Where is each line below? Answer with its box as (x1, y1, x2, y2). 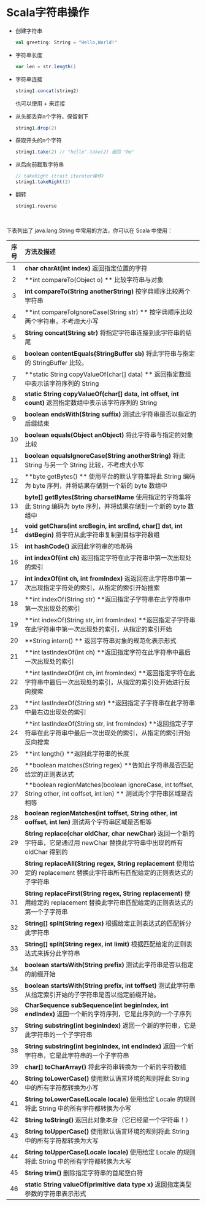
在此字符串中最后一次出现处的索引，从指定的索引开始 (37, 729, 191, 737)
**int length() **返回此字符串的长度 (25, 749, 130, 758)
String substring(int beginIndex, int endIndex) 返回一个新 (25, 1042, 194, 1051)
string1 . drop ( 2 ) (15, 125, 57, 131)
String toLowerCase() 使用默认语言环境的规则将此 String (25, 1074, 189, 1083)
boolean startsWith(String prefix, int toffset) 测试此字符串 (25, 981, 196, 990)
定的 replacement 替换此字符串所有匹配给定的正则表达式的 (25, 868, 193, 877)
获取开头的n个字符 (15, 136, 63, 144)
